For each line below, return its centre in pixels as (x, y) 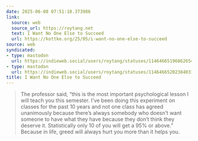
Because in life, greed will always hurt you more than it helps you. (100, 132)
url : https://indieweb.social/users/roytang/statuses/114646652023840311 (104, 72)
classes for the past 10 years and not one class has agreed (92, 107)
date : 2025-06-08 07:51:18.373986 (49, 12)
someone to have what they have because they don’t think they (98, 119)
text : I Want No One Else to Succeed (58, 34)
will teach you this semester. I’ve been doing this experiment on (98, 100)
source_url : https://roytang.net (52, 28)
